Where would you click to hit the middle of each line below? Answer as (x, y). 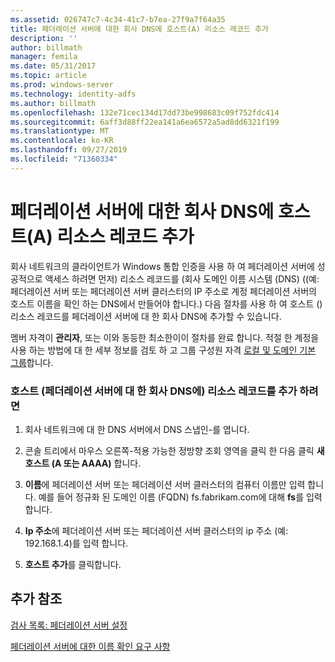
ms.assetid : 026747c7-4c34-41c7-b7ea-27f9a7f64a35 (118, 19)
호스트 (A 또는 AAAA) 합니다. (83, 463)
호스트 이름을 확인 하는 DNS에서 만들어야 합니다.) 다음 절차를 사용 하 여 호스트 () (166, 303)
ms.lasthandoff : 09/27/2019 (69, 150)
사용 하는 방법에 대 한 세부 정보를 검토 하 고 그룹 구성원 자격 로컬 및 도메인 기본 (163, 350)
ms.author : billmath (53, 103)
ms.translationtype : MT (60, 131)
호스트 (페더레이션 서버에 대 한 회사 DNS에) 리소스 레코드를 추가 (154, 391)
